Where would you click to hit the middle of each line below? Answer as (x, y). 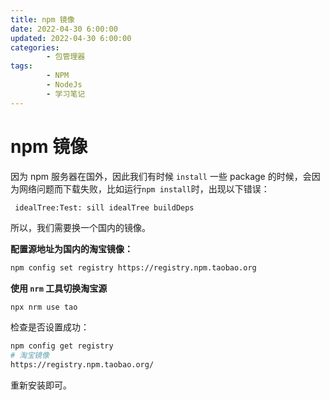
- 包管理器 (66, 57)
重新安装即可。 (41, 385)
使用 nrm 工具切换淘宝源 (59, 288)
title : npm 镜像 (42, 19)
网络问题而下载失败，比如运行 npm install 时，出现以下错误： (144, 188)
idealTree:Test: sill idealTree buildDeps (104, 207)
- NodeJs (64, 85)
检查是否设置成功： (50, 327)
